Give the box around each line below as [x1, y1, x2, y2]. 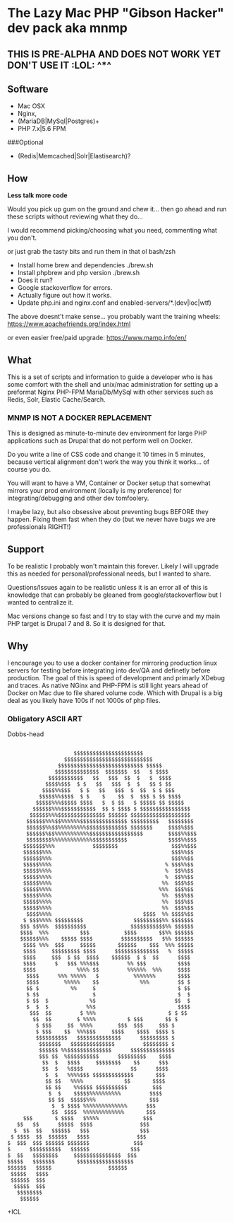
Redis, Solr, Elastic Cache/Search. [7, 395, 106, 404]
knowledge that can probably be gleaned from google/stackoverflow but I [7, 590, 222, 599]
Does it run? [17, 276, 53, 284]
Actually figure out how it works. [17, 291, 112, 300]
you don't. [7, 233, 37, 242]
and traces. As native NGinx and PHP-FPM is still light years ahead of [7, 681, 209, 689]
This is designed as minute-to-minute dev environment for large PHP [7, 429, 207, 438]
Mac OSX [17, 102, 46, 110]
